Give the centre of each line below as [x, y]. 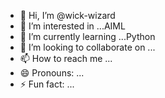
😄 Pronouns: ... [52, 73]
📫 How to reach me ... [66, 58]
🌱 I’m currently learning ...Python [87, 36]
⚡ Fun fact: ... [47, 84]
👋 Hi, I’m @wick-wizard [67, 15]
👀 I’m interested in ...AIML [72, 26]
